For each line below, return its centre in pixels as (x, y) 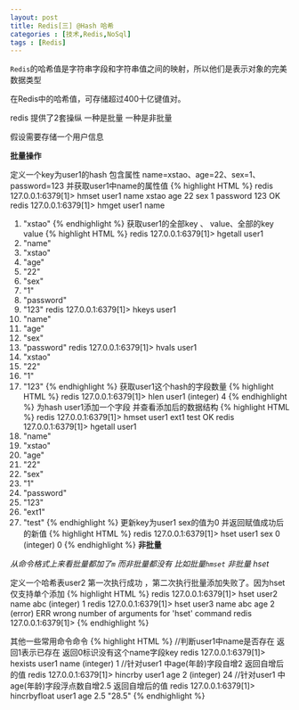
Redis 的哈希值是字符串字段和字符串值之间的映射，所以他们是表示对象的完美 (149, 69)
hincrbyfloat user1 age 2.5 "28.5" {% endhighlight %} (108, 696)
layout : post (34, 17)
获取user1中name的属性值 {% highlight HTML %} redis (174, 186)
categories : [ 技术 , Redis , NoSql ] (71, 34)
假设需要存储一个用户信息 (57, 137)
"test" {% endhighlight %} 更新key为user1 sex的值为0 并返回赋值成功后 (153, 523)
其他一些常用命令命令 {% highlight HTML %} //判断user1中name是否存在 (142, 641)
